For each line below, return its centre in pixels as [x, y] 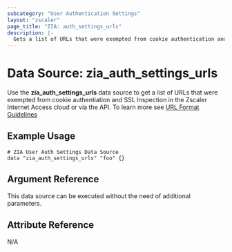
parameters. [25, 203]
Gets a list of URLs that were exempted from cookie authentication [114, 39]
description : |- [30, 33]
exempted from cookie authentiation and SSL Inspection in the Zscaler [107, 100]
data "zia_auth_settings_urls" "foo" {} [66, 158]
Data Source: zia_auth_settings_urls [113, 74]
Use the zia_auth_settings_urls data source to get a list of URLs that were [113, 93]
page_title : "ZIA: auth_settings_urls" [65, 26]
